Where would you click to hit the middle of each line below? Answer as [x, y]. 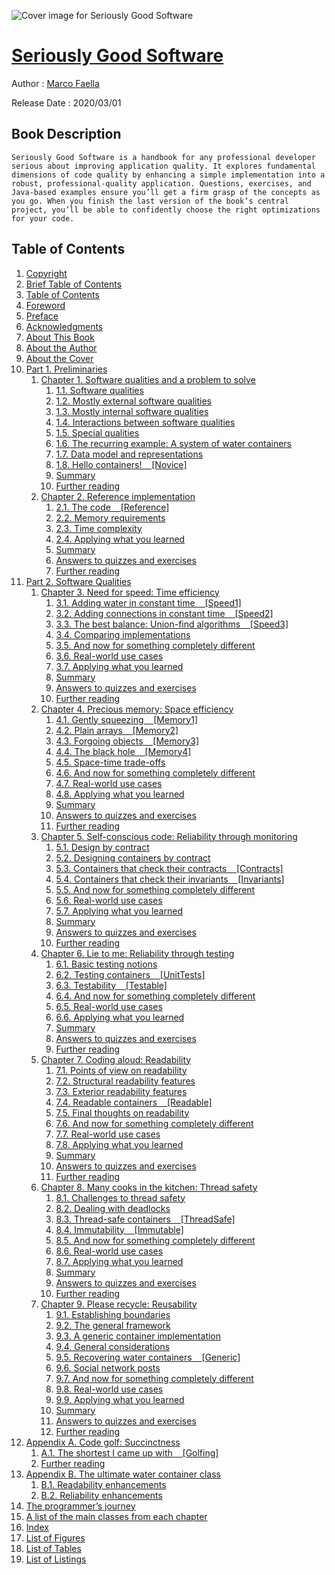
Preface [42, 316]
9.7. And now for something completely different [154, 1378]
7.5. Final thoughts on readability [122, 1112]
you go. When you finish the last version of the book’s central [150, 201]
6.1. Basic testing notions [106, 964]
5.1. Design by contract [102, 847]
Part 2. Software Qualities [78, 581]
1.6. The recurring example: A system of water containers [173, 443]
